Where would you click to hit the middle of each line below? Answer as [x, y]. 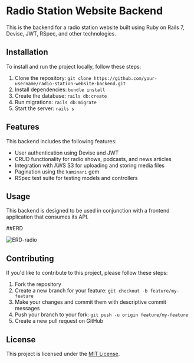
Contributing [30, 258]
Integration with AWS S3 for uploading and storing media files [90, 165]
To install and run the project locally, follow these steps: [74, 66]
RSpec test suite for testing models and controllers [76, 178]
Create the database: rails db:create [61, 95]
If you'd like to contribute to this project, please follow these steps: [87, 273]
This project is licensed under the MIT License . [63, 354]
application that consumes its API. [47, 217]
